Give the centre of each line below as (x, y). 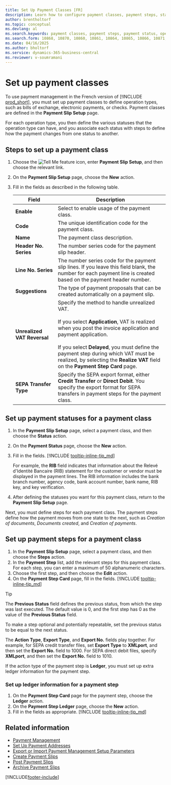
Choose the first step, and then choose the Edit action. (70, 573)
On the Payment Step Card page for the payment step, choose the (82, 696)
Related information (37, 728)
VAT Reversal (32, 338)
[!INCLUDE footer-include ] (32, 777)
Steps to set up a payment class (57, 150)
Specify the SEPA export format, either (104, 375)
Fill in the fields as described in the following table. (66, 187)
